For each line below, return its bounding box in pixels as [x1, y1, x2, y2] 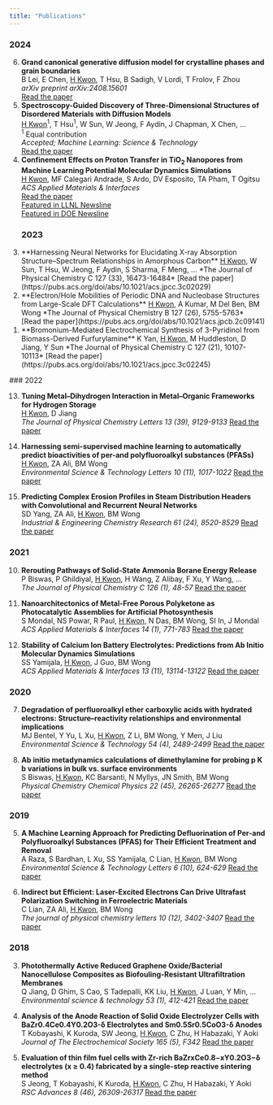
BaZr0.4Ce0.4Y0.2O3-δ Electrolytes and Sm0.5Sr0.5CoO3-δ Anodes [20, 1020, 262, 1029]
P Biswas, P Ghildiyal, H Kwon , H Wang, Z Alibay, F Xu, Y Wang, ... [20, 574, 242, 584]
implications [20, 721, 64, 732]
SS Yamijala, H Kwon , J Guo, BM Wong [20, 657, 151, 667]
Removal [20, 846, 52, 855]
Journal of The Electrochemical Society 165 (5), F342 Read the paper [20, 1037, 254, 1046]
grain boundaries [20, 66, 80, 76]
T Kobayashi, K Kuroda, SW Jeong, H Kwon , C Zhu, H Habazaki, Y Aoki [20, 1028, 259, 1038]
